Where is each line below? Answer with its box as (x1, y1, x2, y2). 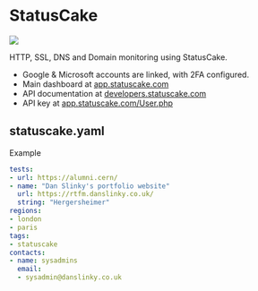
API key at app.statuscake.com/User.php (21, 98, 173, 108)
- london (9, 215, 42, 224)
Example (9, 147, 42, 158)
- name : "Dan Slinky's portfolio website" (9, 181, 170, 191)
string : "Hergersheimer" (17, 198, 110, 207)
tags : (9, 231, 30, 240)
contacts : (9, 248, 47, 257)
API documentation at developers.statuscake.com (21, 88, 207, 98)
